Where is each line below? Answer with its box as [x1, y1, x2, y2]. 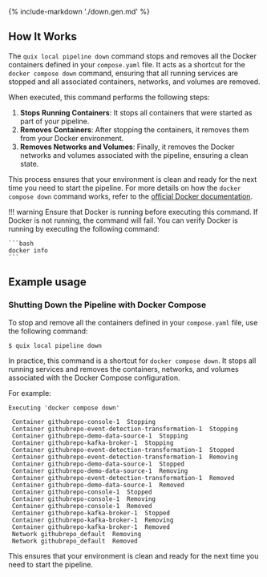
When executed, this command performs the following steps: [8, 92, 210, 102]
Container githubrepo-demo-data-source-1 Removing [11, 467, 188, 475]
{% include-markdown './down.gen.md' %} [8, 7, 150, 16]
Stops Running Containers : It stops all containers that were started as [19, 107, 253, 117]
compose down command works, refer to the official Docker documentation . [8, 192, 253, 201]
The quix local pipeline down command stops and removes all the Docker [8, 51, 257, 61]
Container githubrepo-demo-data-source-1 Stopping [11, 432, 188, 440]
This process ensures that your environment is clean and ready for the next [8, 174, 257, 184]
